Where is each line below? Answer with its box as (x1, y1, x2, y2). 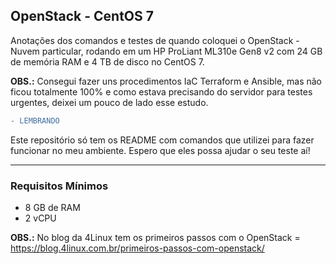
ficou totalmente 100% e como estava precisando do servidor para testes (10, 85, 313, 98)
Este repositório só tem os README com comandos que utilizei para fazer (10, 134, 315, 146)
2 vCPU (24, 212, 57, 224)
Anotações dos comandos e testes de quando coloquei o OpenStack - (10, 34, 300, 46)
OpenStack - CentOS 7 (10, 8, 154, 25)
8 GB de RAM (24, 201, 81, 213)
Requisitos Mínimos (10, 179, 109, 193)
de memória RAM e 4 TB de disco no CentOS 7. (10, 55, 205, 68)
